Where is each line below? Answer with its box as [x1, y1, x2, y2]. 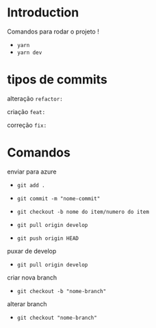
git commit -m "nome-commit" [16, 195, 101, 202]
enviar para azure [7, 167, 57, 176]
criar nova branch [7, 273, 57, 282]
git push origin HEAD [16, 234, 79, 242]
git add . [16, 182, 46, 189]
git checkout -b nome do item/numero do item [16, 208, 149, 215]
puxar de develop [7, 247, 57, 255]
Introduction [7, 5, 79, 20]
